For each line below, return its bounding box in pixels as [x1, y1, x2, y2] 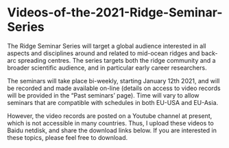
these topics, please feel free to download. [7, 133, 128, 141]
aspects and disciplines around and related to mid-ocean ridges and [7, 49, 200, 57]
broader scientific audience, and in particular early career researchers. [7, 63, 207, 72]
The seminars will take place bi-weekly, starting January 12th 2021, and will [7, 76, 220, 85]
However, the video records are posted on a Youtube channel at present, [7, 111, 213, 120]
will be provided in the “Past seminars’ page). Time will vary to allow [7, 91, 200, 100]
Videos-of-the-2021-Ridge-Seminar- [7, 5, 223, 20]
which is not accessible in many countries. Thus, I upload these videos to [7, 119, 214, 127]
